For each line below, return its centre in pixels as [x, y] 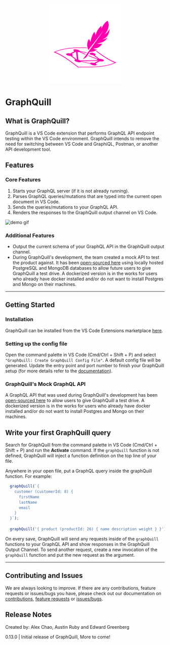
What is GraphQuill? [37, 121]
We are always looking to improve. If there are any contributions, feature [80, 588]
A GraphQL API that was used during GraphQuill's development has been [81, 395]
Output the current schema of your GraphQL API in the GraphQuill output [88, 246]
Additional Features [30, 235]
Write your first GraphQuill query [58, 432]
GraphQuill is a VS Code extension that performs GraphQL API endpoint [80, 133]
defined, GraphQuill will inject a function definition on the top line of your [81, 456]
